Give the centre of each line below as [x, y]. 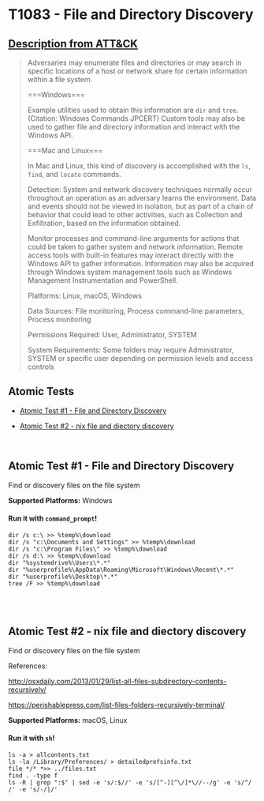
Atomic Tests [41, 391]
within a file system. [60, 79]
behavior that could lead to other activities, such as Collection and [135, 214]
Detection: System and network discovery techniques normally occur [140, 190]
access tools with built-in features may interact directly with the [130, 255]
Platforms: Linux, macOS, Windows [84, 295]
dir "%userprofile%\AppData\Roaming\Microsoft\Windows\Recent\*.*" [121, 570]
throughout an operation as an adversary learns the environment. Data [142, 198]
